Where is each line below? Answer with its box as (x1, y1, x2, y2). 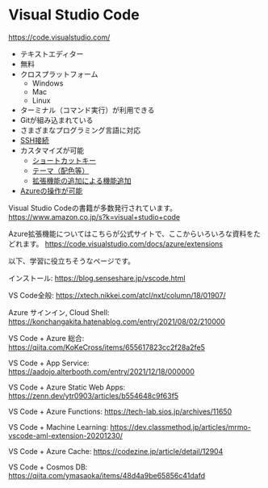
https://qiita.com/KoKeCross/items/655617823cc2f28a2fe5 (8, 342, 206, 352)
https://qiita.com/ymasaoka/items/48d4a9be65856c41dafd (8, 470, 206, 480)
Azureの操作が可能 (19, 186, 83, 196)
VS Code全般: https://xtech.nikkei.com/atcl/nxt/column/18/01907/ (8, 290, 226, 300)
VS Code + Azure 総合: (8, 333, 85, 343)
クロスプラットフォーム (19, 69, 98, 78)
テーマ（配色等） (31, 166, 90, 175)
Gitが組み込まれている (19, 115, 94, 124)
